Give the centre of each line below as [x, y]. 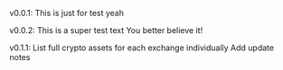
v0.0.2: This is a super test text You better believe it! [106, 30]
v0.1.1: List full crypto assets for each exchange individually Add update [141, 48]
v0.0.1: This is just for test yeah [67, 13]
